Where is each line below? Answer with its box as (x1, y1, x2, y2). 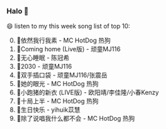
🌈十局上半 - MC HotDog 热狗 (16, 97, 99, 105)
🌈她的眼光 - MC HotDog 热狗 (16, 80, 99, 88)
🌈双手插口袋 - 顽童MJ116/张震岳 (16, 71, 108, 79)
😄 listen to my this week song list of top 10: (6, 22, 131, 31)
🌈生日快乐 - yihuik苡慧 (16, 105, 81, 114)
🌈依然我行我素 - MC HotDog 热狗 (16, 36, 111, 44)
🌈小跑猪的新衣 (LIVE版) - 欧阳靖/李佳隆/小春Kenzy (16, 88, 160, 96)
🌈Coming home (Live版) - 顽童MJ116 (16, 45, 121, 53)
